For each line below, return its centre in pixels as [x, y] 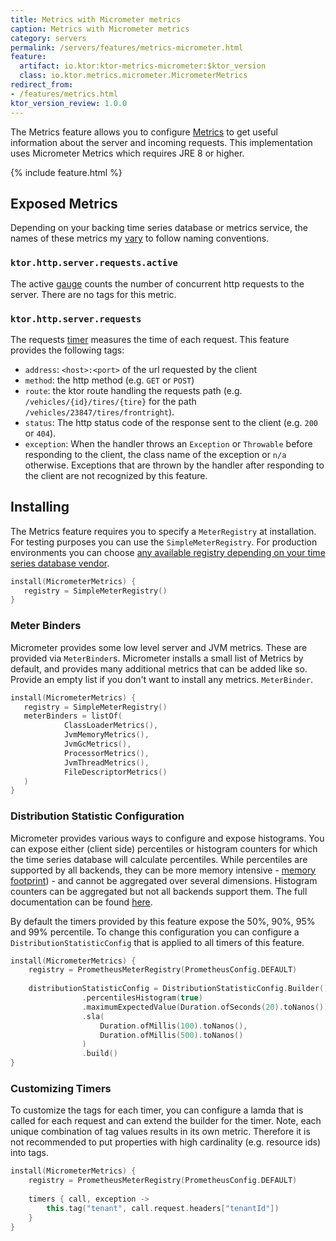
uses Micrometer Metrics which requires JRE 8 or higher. [127, 153]
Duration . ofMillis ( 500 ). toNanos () [171, 1035]
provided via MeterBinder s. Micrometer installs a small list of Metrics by [157, 658]
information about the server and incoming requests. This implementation [161, 142]
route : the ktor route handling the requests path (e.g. [133, 390]
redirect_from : [42, 85]
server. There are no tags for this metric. [93, 294]
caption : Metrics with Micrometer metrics [100, 29]
